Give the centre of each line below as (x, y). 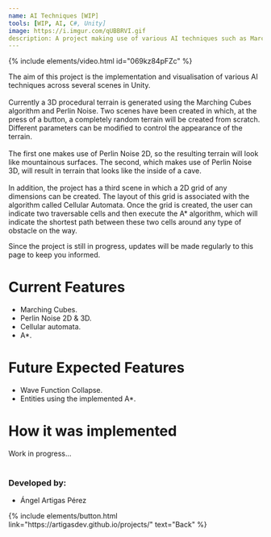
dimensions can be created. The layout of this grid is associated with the (129, 196)
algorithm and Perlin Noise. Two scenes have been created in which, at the (133, 111)
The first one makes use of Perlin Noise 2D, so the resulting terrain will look (133, 154)
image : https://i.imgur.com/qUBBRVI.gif (77, 31)
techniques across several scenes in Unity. (79, 85)
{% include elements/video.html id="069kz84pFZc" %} (100, 61)
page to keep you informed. (54, 255)
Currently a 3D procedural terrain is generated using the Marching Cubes (130, 102)
